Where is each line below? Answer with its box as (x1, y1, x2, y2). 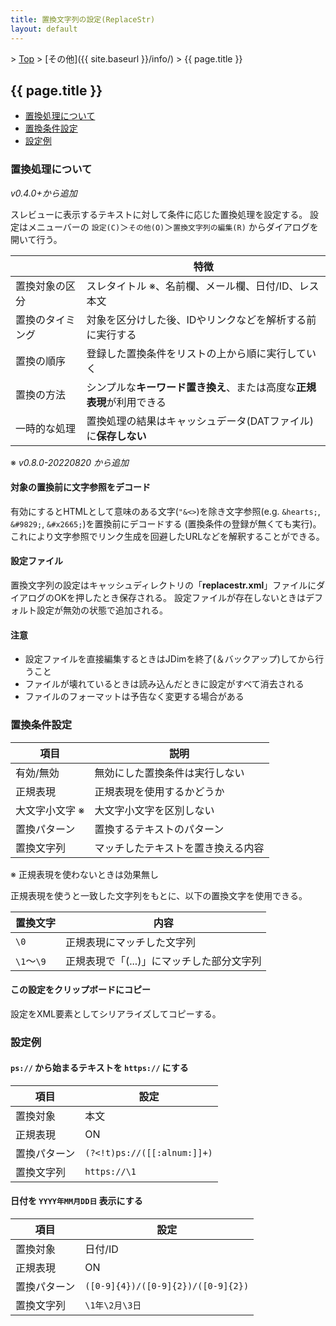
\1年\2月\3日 (84, 1300, 142, 1311)
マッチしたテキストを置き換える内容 (94, 841, 265, 855)
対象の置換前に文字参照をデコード (10, 481, 151, 493)
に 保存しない (86, 429, 147, 443)
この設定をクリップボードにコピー (10, 984, 151, 996)
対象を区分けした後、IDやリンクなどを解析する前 (86, 312, 317, 326)
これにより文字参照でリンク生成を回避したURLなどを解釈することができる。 (10, 530, 325, 542)
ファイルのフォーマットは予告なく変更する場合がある (24, 691, 245, 703)
